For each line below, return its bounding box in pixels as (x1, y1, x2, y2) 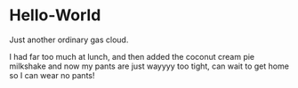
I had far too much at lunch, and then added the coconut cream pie (9, 51, 255, 62)
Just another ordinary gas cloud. (9, 34, 129, 45)
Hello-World (9, 5, 101, 26)
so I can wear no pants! (9, 70, 95, 80)
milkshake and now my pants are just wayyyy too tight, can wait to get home (9, 61, 289, 71)
